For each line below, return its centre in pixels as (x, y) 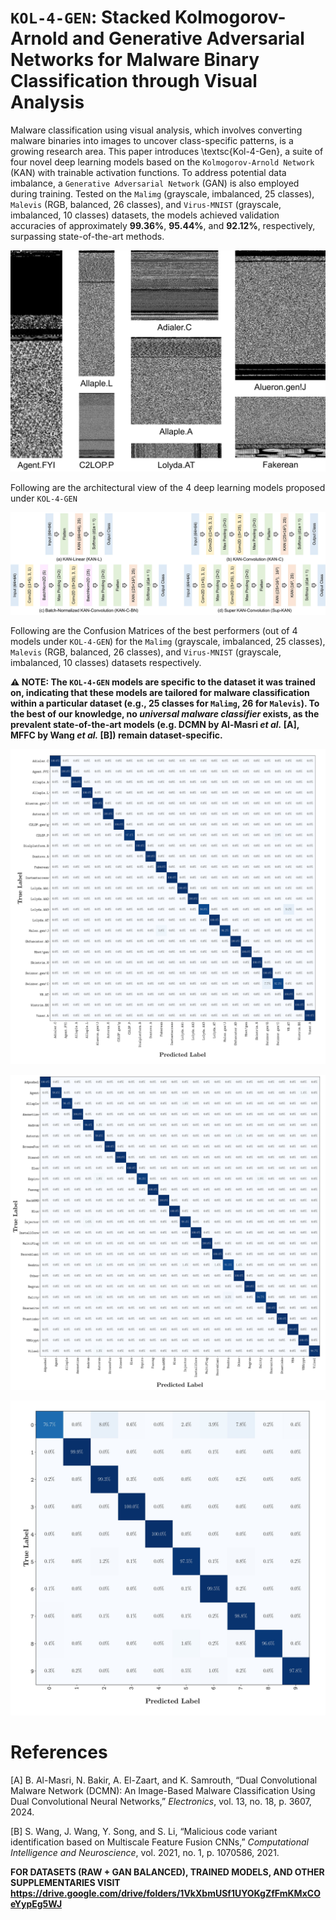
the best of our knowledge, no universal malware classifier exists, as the (165, 714)
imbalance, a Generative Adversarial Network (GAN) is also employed (155, 183)
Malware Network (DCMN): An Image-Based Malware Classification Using (163, 1791)
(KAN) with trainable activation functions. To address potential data (148, 172)
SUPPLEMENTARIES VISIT (65, 1883)
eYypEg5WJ (36, 1904)
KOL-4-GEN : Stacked (91, 17)
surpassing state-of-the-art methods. (87, 236)
